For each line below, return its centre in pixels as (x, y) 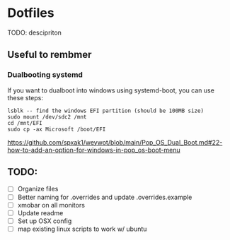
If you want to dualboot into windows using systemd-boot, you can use (111, 90)
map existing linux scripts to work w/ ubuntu (82, 229)
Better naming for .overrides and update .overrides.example (105, 197)
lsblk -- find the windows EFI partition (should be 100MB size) (105, 111)
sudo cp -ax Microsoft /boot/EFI (57, 129)
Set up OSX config (45, 221)
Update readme (40, 212)
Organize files (38, 189)
